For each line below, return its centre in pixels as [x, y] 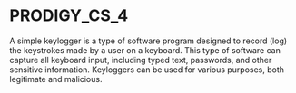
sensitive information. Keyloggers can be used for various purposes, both [147, 70]
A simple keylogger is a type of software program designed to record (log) [148, 41]
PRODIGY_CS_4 [69, 16]
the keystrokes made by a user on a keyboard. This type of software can [145, 50]
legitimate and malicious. [56, 79]
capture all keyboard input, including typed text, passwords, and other [141, 60]
